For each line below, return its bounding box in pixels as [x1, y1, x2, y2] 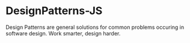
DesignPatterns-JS [5, 4, 103, 18]
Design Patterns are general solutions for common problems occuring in [5, 24, 185, 31]
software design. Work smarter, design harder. [5, 29, 121, 37]
